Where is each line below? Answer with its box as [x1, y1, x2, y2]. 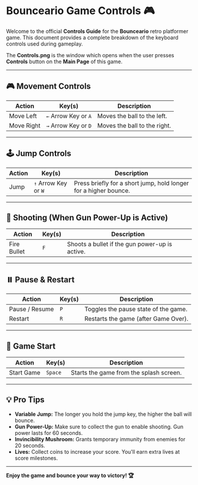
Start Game [9, 369, 41, 376]
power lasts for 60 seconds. [14, 429, 83, 437]
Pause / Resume [9, 305, 54, 313]
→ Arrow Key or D [46, 121, 92, 129]
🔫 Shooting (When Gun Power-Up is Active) [6, 213, 169, 223]
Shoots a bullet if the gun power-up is [67, 240, 173, 248]
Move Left [9, 112, 37, 120]
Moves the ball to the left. [97, 112, 167, 120]
